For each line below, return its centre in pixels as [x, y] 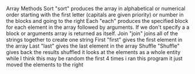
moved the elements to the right [45, 65]
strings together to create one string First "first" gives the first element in [94, 40]
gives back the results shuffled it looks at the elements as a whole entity [93, 52]
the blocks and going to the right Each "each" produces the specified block [97, 21]
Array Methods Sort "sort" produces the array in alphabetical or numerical [96, 9]
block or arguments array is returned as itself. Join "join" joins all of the [92, 33]
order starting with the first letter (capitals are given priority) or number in [95, 15]
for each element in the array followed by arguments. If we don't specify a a [98, 27]
